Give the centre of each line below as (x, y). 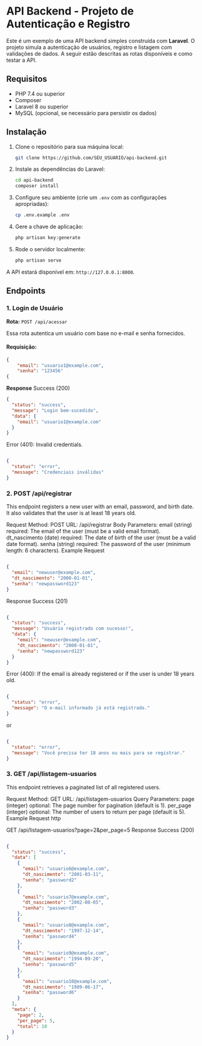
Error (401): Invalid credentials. (44, 445)
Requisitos (27, 79)
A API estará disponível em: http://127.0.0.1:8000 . (70, 272)
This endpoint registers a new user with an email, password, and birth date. (100, 507)
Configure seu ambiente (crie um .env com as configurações (91, 197)
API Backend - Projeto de (70, 11)
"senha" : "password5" (50, 965)
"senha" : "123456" (40, 371)
